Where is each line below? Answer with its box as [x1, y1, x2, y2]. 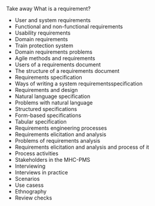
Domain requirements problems [14, 48, 92, 56]
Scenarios [14, 176, 40, 182]
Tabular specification [14, 118, 67, 125]
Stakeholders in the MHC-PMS [14, 156, 91, 163]
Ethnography [14, 188, 46, 195]
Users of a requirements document [14, 61, 101, 68]
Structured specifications [14, 106, 77, 112]
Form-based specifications [14, 112, 82, 119]
